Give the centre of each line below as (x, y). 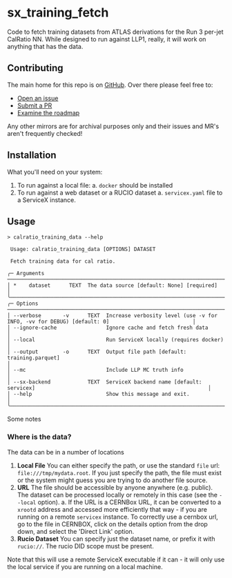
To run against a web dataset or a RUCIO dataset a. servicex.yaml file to (120, 192)
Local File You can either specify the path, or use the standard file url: (118, 465)
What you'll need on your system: (55, 172)
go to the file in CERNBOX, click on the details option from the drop (113, 524)
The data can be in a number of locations (66, 452)
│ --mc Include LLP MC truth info (96, 370)
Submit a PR (35, 106)
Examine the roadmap (48, 112)
